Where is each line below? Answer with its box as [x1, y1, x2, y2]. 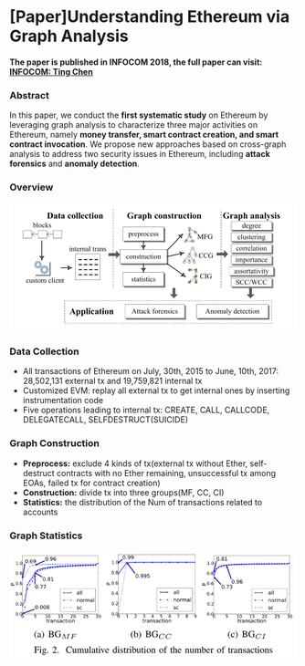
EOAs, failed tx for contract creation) [22, 477, 162, 488]
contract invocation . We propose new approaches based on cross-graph [9, 139, 287, 150]
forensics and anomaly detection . [9, 158, 140, 170]
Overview [9, 181, 54, 193]
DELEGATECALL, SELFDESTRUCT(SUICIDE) [22, 414, 189, 425]
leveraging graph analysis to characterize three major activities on [9, 120, 258, 130]
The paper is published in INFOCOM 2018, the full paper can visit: [9, 57, 263, 68]
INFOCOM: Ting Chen [9, 66, 93, 77]
